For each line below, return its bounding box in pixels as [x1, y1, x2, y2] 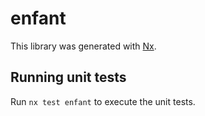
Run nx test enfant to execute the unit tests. [10, 95, 196, 107]
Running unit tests [10, 69, 127, 86]
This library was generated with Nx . [10, 40, 157, 52]
